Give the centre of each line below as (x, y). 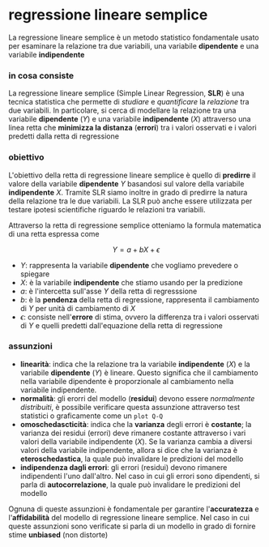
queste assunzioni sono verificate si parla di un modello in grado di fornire (132, 526)
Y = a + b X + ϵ (136, 250)
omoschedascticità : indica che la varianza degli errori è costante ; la (136, 424)
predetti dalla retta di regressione (64, 136)
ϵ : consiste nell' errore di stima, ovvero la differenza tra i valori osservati (139, 317)
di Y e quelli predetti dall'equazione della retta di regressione (121, 325)
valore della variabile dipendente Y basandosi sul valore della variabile (126, 183)
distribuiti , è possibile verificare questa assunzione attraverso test (130, 407)
